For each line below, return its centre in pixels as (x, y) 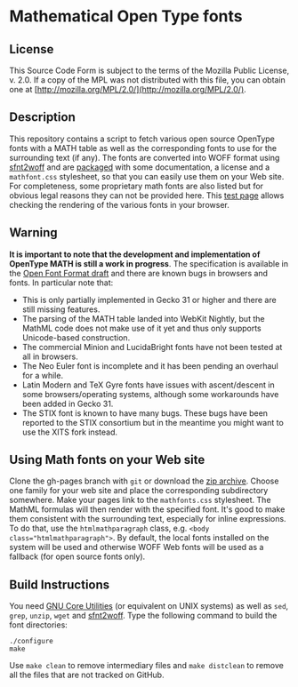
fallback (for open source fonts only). (77, 556)
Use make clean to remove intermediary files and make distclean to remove (147, 666)
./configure (31, 642)
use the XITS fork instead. (70, 432)
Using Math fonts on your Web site (107, 460)
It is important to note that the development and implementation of (135, 254)
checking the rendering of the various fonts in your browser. (119, 204)
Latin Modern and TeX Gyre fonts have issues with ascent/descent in (148, 385)
